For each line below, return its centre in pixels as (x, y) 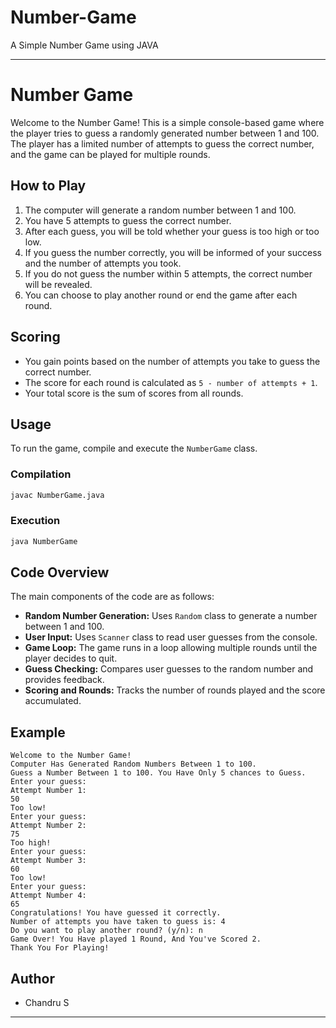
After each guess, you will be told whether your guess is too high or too (172, 231)
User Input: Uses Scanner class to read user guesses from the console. (171, 637)
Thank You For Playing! (60, 948)
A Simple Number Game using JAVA (84, 45)
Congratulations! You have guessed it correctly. (116, 913)
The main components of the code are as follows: (112, 597)
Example (38, 732)
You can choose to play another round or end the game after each (161, 295)
